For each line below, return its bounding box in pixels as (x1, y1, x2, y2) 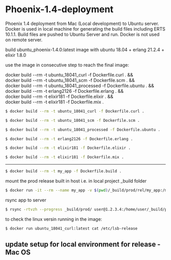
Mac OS (5, 248, 31, 257)
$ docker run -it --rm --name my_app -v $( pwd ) (5, 188, 108, 193)
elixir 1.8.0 (5, 52, 26, 58)
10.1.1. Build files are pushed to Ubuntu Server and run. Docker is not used (5, 31, 160, 37)
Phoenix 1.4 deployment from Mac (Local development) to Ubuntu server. (5, 20, 159, 27)
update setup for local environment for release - (5, 240, 161, 249)
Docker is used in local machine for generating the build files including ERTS (5, 25, 165, 32)
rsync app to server (5, 197, 47, 203)
